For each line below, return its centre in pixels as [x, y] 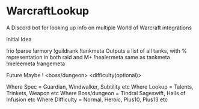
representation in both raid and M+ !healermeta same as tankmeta [88, 57]
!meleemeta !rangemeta [36, 63]
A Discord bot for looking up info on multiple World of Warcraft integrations [99, 28]
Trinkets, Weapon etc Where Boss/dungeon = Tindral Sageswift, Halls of [96, 93]
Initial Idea [19, 39]
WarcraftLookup [48, 11]
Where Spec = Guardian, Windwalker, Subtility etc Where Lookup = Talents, [100, 87]
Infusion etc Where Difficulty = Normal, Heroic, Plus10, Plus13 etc [87, 99]
